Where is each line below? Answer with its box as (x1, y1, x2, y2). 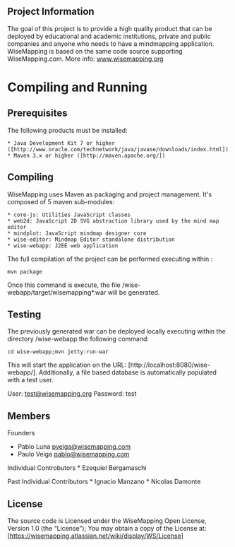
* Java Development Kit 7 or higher (7, 139, 115, 147)
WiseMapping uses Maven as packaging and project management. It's (7, 190, 212, 199)
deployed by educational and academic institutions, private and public (7, 32, 212, 40)
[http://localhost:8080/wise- (128, 360, 210, 370)
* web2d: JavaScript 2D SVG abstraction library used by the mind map (7, 217, 219, 225)
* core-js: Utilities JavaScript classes (7, 211, 131, 218)
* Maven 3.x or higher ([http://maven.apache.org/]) (7, 152, 166, 159)
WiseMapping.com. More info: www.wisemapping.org (7, 54, 164, 63)
